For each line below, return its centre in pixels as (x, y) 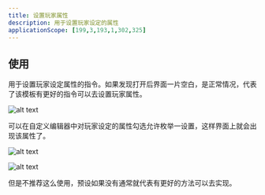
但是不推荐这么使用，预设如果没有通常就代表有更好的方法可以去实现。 (122, 183)
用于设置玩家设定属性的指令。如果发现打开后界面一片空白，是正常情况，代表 (132, 84)
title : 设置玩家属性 (38, 15)
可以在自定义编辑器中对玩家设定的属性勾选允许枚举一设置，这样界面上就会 (129, 126)
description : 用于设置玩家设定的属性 (63, 23)
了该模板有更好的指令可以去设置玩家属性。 (77, 94)
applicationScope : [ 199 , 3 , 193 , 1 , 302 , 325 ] (77, 30)
